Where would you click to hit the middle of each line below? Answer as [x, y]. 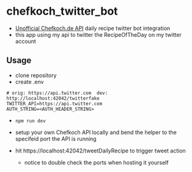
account [26, 41]
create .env [29, 81]
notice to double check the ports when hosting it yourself [97, 162]
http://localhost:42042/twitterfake [53, 98]
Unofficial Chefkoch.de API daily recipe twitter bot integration [93, 28]
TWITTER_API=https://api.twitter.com [54, 103]
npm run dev [30, 121]
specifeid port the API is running [56, 138]
